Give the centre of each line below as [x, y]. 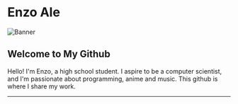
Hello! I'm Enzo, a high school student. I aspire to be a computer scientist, [115, 71]
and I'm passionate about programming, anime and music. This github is [113, 79]
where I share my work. [42, 86]
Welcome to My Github [59, 54]
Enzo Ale [34, 12]
